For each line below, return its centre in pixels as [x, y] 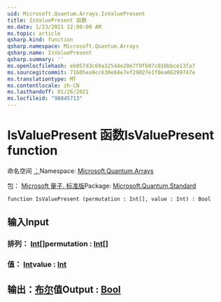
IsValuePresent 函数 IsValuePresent [111, 136]
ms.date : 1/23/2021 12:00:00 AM [54, 27]
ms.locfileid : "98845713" [45, 99]
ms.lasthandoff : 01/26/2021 [48, 92]
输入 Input [28, 222]
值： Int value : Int [37, 265]
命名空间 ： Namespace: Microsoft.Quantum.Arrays [80, 171]
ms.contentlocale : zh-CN [43, 85]
